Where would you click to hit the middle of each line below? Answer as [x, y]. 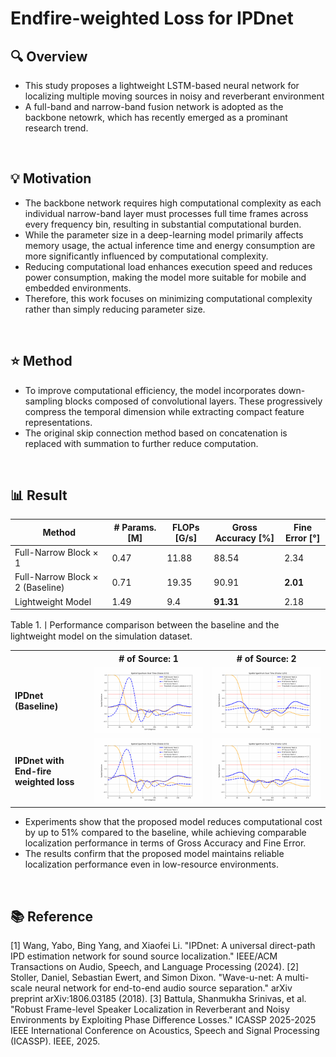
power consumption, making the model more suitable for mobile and [165, 277]
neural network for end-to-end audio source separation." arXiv [163, 988]
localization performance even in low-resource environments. [151, 864]
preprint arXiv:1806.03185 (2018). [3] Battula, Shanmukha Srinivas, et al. [158, 999]
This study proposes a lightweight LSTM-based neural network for [162, 85]
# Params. [135, 527]
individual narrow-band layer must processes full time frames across [166, 213]
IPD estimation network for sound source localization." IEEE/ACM [144, 956]
